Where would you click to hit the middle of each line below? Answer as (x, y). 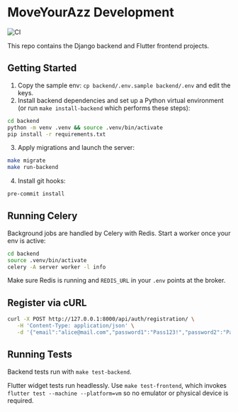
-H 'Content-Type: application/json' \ (75, 326)
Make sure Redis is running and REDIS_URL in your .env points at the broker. (117, 281)
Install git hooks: (41, 181)
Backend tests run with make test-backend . (70, 372)
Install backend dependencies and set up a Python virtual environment (120, 100)
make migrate (27, 161)
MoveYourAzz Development (91, 12)
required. (21, 400)
